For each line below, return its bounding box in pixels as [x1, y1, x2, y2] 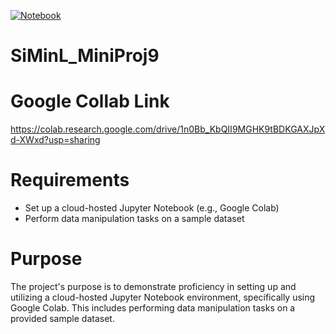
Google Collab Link [10, 90, 170, 113]
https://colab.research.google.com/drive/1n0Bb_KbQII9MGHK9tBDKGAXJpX [10, 123, 326, 135]
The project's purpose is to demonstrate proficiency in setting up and [10, 281, 297, 292]
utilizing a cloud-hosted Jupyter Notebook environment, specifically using [10, 291, 316, 303]
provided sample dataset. [10, 313, 115, 324]
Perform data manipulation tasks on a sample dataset [24, 213, 245, 225]
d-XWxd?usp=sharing [10, 134, 101, 146]
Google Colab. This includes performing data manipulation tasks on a [10, 302, 296, 314]
